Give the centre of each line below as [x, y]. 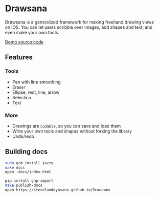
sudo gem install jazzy [29, 163]
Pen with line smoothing [36, 82]
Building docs [26, 152]
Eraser [19, 87]
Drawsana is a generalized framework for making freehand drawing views [79, 22]
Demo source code [24, 42]
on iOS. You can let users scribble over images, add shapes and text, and [79, 27]
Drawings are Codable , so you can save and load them [67, 126]
